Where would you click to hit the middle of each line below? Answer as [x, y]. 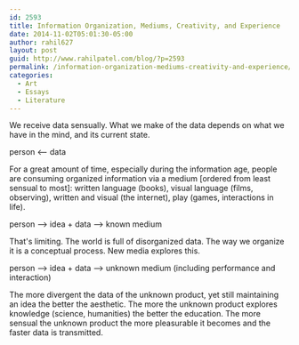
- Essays [33, 92]
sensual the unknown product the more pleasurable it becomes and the [140, 323]
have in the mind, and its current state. [80, 135]
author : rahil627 [41, 42]
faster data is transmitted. [57, 333]
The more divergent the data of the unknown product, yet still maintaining [144, 295]
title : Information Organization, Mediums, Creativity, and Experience [145, 26]
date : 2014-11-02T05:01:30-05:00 [71, 34]
